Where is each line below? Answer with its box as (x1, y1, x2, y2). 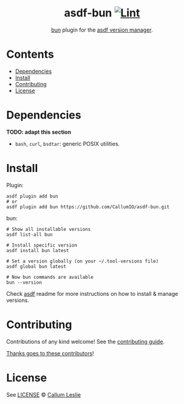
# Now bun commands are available (6, 274, 94, 280)
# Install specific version (6, 242, 78, 248)
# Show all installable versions (6, 226, 91, 232)
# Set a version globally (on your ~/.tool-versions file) (6, 258, 159, 264)
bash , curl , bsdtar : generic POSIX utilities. (15, 140, 120, 147)
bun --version (6, 279, 43, 286)
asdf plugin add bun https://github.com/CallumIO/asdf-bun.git (6, 204, 170, 210)
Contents (6, 47, 55, 61)
